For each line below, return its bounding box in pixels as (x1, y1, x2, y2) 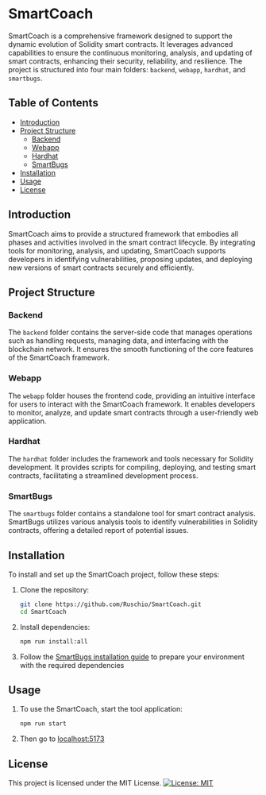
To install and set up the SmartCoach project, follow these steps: (8, 569, 220, 579)
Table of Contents (8, 96, 99, 110)
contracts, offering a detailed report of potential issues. (8, 526, 189, 535)
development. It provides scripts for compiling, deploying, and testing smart (8, 462, 256, 472)
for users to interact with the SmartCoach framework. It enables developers (8, 399, 256, 409)
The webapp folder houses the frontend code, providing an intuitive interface (8, 391, 256, 400)
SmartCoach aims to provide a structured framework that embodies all (8, 229, 239, 238)
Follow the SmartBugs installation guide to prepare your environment (19, 652, 245, 662)
